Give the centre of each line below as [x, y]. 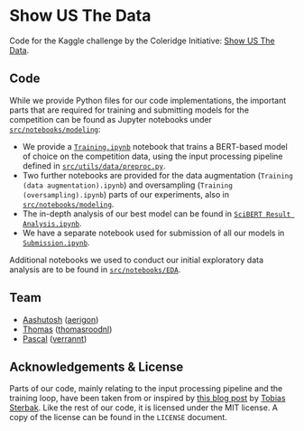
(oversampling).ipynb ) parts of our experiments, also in [126, 194]
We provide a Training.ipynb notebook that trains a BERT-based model [155, 146]
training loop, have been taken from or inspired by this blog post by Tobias [147, 399]
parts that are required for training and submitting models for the [129, 110]
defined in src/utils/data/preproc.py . [94, 165]
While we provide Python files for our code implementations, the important [148, 100]
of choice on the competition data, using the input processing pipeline [152, 156]
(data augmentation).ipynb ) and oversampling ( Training [127, 185]
